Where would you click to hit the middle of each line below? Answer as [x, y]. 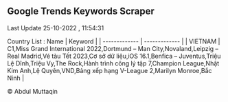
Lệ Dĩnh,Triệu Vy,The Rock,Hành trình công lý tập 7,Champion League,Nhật [113, 63]
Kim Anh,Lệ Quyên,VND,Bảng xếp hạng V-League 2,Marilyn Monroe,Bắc [110, 70]
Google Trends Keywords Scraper [81, 11]
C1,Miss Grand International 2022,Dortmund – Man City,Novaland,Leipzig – [113, 48]
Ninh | [16, 78]
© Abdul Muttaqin [33, 91]
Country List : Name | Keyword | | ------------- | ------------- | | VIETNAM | [114, 41]
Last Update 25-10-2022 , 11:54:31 [56, 28]
